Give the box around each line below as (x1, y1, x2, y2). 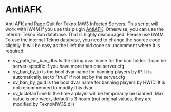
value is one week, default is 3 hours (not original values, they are (12, 96, 153, 102)
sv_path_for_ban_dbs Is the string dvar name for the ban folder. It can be (12, 57, 166, 63)
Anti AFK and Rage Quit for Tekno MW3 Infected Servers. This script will (5, 20, 158, 27)
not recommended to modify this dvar (12, 84, 93, 91)
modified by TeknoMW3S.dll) (12, 101, 74, 107)
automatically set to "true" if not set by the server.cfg (12, 74, 125, 80)
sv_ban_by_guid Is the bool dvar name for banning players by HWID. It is (12, 79, 165, 85)
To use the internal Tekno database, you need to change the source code (5, 37, 161, 43)
